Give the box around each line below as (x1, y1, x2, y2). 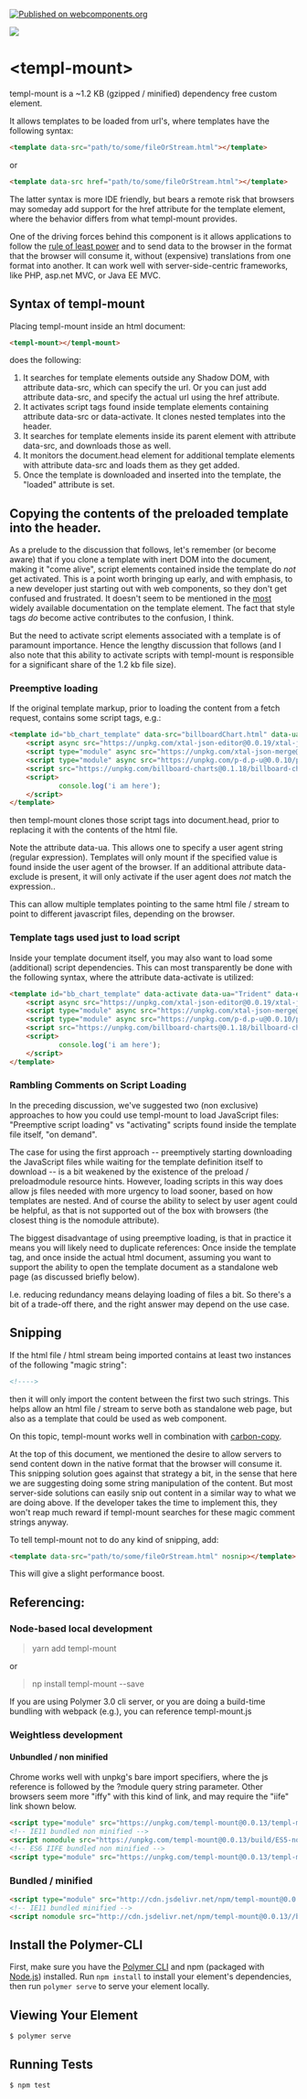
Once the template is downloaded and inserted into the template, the (22, 469, 281, 480)
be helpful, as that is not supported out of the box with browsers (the (9, 1205, 270, 1215)
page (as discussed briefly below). (9, 1271, 140, 1282)
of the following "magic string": (9, 1359, 127, 1370)
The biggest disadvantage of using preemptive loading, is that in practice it (9, 1232, 292, 1243)
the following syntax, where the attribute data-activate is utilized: (9, 971, 254, 982)
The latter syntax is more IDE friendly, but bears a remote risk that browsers (9, 193, 295, 205)
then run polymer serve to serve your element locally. (9, 1981, 210, 1992)
